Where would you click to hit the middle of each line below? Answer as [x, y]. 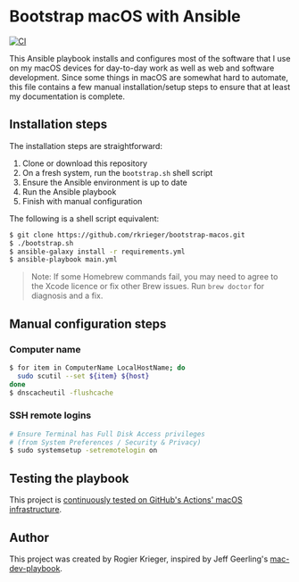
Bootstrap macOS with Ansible [125, 17]
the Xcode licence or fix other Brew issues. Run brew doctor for [148, 287]
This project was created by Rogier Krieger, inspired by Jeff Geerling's [139, 559]
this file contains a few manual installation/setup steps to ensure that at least [150, 87]
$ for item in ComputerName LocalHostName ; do [97, 368]
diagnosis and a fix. [67, 295]
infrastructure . [36, 510]
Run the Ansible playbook [69, 191]
